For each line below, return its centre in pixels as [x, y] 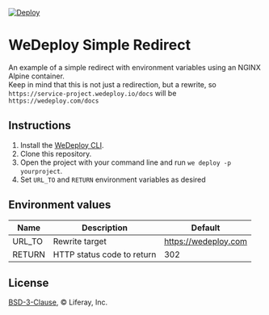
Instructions [40, 126]
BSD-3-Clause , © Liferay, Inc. [58, 302]
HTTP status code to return [105, 254]
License [29, 283]
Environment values [60, 205]
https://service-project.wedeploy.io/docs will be [92, 93]
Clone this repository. [56, 153]
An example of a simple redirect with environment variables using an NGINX [134, 67]
